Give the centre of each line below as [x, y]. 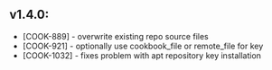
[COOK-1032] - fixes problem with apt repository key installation [142, 55]
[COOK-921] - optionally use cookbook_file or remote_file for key [143, 46]
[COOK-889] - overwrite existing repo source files [116, 36]
